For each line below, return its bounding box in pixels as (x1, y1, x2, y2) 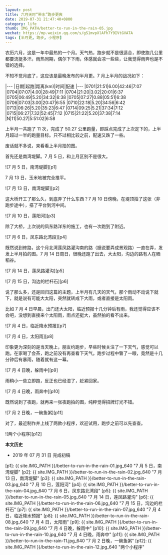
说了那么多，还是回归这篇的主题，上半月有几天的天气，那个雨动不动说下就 (5, 288, 158, 295)
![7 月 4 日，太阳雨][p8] (5, 333, 54, 339)
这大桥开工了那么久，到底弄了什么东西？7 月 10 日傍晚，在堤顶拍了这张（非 (5, 195, 161, 201)
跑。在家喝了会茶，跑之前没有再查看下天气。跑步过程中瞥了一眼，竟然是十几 (5, 350, 163, 356)
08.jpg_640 (5, 518, 29, 525)
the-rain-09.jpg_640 (5, 525, 47, 531)
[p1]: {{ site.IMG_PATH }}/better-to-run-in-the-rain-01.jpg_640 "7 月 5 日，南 (5, 462, 162, 468)
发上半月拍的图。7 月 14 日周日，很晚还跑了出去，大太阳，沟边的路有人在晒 (5, 250, 161, 256)
